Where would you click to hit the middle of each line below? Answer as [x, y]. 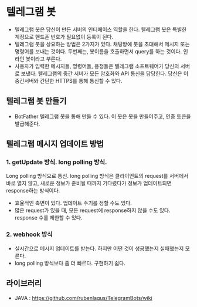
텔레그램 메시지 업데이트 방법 [55, 144]
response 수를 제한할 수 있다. [48, 218]
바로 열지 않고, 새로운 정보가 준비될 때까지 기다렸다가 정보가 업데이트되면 [89, 183]
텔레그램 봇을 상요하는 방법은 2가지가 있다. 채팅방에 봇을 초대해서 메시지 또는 [102, 44]
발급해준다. [27, 123]
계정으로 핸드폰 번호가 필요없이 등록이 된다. [64, 36]
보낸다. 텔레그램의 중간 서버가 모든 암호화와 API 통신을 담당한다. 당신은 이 [105, 73]
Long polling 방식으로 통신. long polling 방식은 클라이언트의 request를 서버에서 [97, 176]
